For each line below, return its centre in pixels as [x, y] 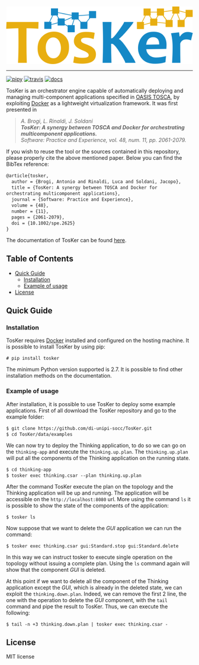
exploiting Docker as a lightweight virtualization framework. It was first [92, 103]
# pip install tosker [33, 359]
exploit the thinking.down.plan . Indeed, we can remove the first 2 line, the [97, 594]
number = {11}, [30, 211]
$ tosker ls [21, 517]
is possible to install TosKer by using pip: [56, 347]
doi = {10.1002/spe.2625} [44, 223]
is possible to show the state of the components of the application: [87, 505]
